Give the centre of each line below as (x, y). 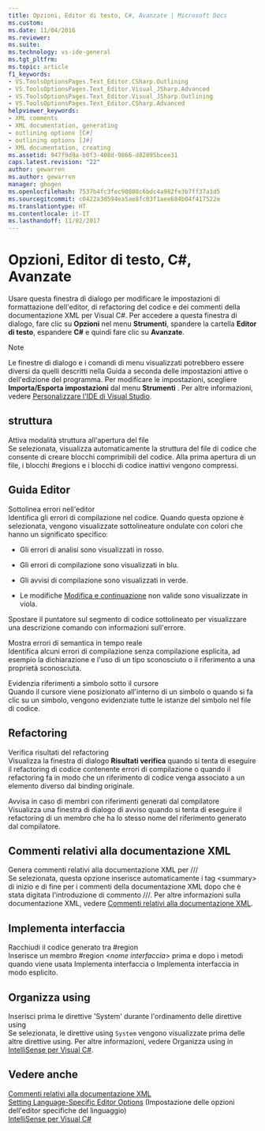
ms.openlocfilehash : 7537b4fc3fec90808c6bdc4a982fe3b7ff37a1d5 (114, 191)
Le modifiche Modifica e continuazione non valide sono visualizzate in (134, 595)
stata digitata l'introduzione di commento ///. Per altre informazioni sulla (125, 895)
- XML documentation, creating (60, 148)
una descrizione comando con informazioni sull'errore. (97, 627)
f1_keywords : (30, 74)
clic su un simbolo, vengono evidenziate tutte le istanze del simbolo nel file (130, 700)
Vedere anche (43, 1075)
